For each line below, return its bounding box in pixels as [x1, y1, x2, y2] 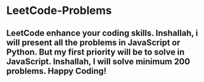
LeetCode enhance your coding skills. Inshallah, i [6, 28, 198, 38]
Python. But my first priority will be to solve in [6, 47, 185, 57]
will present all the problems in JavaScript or [6, 37, 181, 47]
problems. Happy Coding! [6, 66, 107, 76]
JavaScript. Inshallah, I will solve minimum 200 [6, 56, 190, 67]
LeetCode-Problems [6, 4, 112, 18]
